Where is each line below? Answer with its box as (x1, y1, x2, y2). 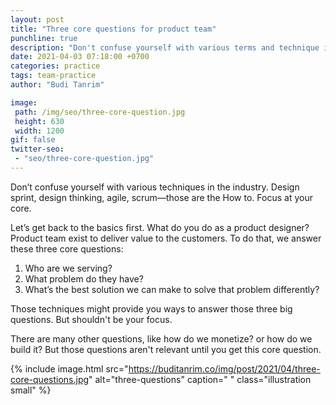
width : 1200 (14, 126, 65, 136)
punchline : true (10, 33, 78, 43)
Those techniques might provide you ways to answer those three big (10, 302, 293, 315)
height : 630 (14, 116, 65, 126)
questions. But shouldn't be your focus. (10, 313, 173, 325)
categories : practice (10, 61, 101, 71)
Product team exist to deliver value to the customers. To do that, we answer (10, 232, 322, 244)
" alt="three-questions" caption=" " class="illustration (88, 373, 312, 385)
